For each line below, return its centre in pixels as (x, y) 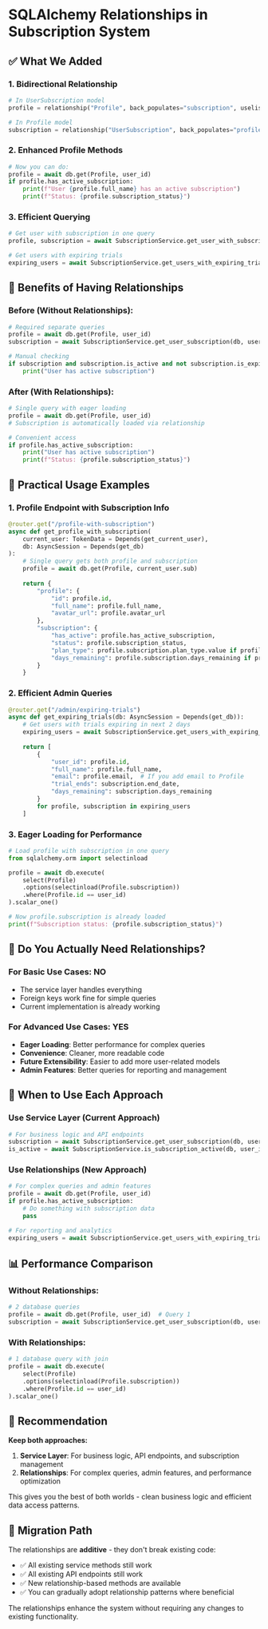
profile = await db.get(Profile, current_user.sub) (110, 569)
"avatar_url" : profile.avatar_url (108, 613)
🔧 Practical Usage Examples (79, 485)
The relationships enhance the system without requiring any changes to (126, 1608)
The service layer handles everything (81, 990)
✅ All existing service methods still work (86, 1565)
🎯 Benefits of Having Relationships (96, 288)
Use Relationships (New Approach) (78, 1170)
